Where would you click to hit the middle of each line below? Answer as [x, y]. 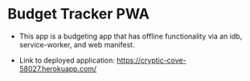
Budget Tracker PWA [79, 14]
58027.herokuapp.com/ [58, 68]
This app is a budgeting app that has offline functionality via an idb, [131, 36]
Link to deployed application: [67, 60]
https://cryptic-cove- [152, 60]
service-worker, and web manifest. [77, 44]
